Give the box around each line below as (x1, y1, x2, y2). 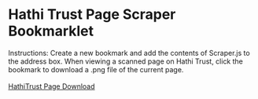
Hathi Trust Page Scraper (8, 5, 176, 24)
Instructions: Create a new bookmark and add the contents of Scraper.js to (8, 48, 250, 57)
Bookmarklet (8, 22, 94, 40)
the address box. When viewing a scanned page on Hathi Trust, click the (8, 57, 244, 66)
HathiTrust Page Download (8, 81, 96, 91)
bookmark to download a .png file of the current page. (8, 64, 184, 74)
